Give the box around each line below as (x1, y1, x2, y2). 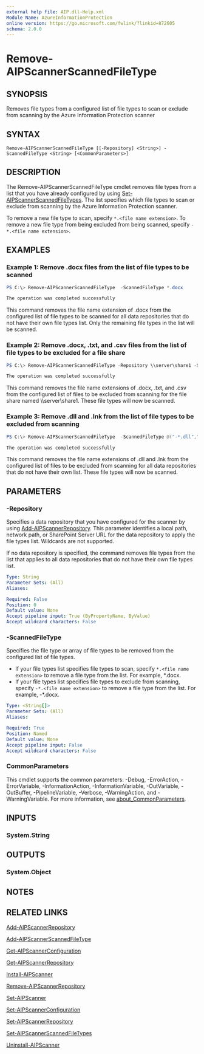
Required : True (6, 725, 45, 731)
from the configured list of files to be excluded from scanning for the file (6, 391, 187, 398)
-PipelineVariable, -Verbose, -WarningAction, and (33, 789, 157, 796)
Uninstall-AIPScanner (6, 1041, 60, 1049)
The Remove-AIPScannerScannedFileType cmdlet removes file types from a (6, 183, 196, 190)
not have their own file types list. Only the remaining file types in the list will (6, 320, 195, 327)
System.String (6, 831, 50, 839)
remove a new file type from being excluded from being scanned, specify (6, 221, 190, 228)
